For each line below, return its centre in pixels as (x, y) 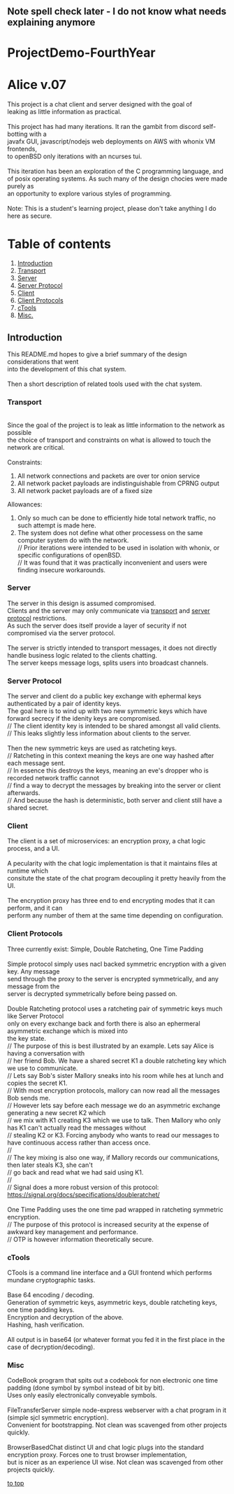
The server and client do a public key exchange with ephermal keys (104, 696)
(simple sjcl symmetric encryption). (58, 1418)
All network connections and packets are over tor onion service (109, 476)
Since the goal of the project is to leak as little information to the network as (116, 425)
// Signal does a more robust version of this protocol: (83, 1187)
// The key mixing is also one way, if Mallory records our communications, (114, 1157)
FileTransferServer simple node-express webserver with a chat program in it (117, 1410)
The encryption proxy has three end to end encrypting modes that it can (111, 901)
